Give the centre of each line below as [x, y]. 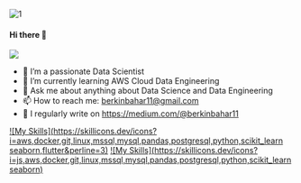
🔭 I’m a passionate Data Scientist [83, 71]
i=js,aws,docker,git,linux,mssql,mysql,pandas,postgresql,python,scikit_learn [150, 160]
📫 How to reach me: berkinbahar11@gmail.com [110, 101]
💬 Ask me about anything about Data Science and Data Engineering [147, 91]
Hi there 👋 [28, 34]
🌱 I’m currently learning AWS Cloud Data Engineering [121, 81]
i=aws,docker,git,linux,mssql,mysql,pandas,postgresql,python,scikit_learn [146, 141]
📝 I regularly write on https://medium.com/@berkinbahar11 [130, 114]
